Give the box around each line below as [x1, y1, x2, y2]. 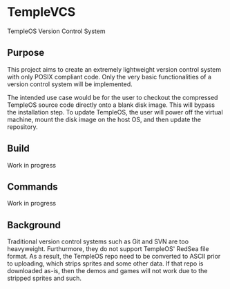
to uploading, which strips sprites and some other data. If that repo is [7, 259, 204, 268]
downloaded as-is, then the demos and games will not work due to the [7, 267, 208, 275]
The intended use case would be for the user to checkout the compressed [7, 93, 218, 101]
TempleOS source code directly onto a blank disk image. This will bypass [7, 101, 215, 109]
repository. [7, 122, 38, 131]
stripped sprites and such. [7, 274, 82, 283]
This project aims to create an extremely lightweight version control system [7, 65, 222, 73]
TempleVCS [7, 4, 76, 20]
